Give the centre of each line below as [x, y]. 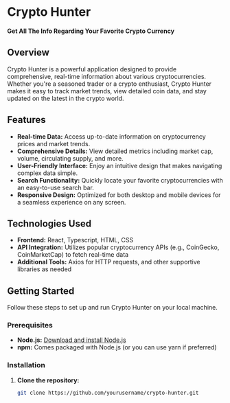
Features [26, 120]
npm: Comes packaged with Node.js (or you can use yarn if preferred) [117, 347]
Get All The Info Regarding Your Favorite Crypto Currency [91, 31]
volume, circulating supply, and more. [70, 158]
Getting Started [41, 291]
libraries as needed [44, 269]
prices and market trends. [54, 143]
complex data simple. [47, 173]
